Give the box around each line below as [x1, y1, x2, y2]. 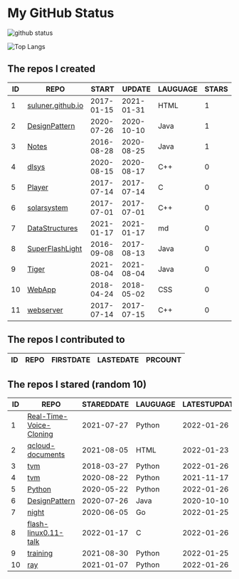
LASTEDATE [97, 354, 139, 364]
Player [27, 182, 48, 192]
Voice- [27, 420, 51, 430]
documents [27, 450, 65, 460]
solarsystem [27, 203, 68, 213]
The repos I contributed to [7, 334, 126, 346]
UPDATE [122, 84, 151, 94]
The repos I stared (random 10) [7, 378, 147, 391]
